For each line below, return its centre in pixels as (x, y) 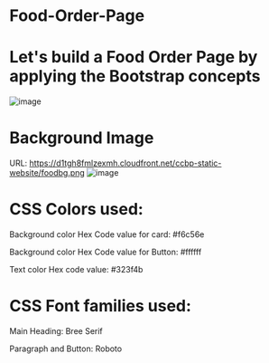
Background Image (82, 138)
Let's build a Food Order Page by (134, 57)
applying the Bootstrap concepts (135, 76)
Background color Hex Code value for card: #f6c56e (107, 234)
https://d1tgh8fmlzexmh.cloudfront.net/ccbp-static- (125, 163)
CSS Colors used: (77, 210)
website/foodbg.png (47, 173)
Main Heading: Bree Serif (56, 330)
